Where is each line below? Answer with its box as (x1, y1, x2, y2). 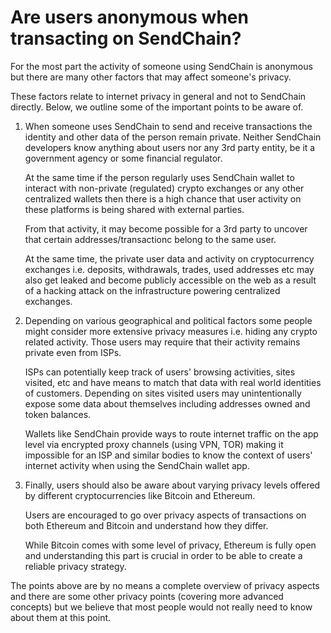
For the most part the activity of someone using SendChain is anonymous (10, 60, 313, 72)
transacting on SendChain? (10, 27, 242, 50)
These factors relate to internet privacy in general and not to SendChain (10, 90, 307, 102)
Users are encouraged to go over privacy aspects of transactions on (24, 509, 307, 521)
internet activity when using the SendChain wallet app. (24, 459, 250, 471)
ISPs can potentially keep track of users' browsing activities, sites (24, 366, 296, 378)
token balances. (24, 408, 92, 420)
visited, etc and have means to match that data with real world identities (24, 376, 322, 388)
